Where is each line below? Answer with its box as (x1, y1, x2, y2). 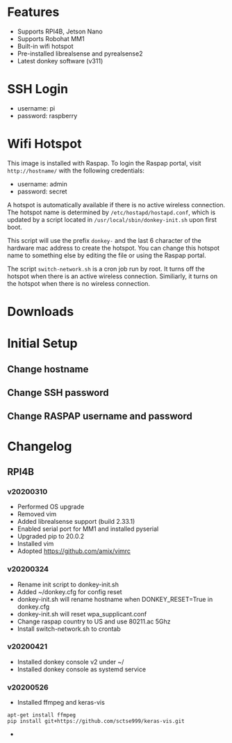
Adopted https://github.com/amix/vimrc (17, 547, 131, 555)
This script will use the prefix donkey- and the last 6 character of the (7, 236, 201, 244)
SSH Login (7, 81, 68, 97)
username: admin (17, 179, 68, 188)
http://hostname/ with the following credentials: (7, 166, 144, 175)
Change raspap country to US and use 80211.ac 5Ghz (17, 617, 172, 625)
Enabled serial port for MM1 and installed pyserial (17, 525, 159, 533)
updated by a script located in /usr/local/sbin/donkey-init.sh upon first (7, 215, 217, 223)
